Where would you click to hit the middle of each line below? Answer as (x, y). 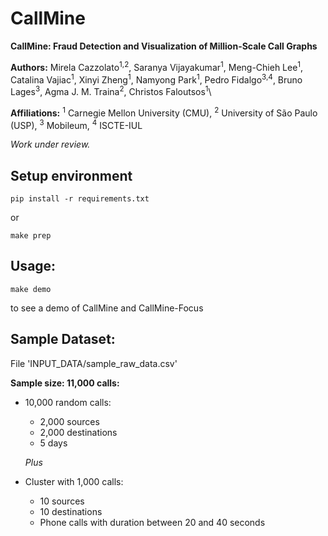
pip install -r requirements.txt (80, 199)
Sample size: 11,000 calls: (65, 383)
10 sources (62, 501)
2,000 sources (69, 421)
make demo (31, 289)
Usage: (33, 266)
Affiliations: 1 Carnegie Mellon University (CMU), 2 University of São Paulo (164, 112)
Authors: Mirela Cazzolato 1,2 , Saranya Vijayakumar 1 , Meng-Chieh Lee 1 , (157, 66)
